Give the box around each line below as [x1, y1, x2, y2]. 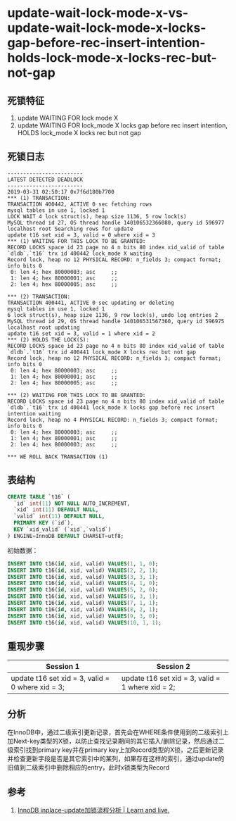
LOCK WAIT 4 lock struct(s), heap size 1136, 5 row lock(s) [7, 213, 188, 220]
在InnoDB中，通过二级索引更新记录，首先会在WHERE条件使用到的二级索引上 [7, 728, 229, 737]
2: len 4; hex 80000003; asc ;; [10, 441, 118, 448]
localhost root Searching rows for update [7, 225, 133, 232]
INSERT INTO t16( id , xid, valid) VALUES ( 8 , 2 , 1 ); [7, 606, 159, 613]
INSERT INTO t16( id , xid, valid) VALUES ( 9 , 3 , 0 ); [7, 613, 159, 620]
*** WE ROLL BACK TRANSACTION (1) [7, 453, 109, 460]
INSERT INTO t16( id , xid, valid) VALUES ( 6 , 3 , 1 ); [7, 593, 159, 600]
